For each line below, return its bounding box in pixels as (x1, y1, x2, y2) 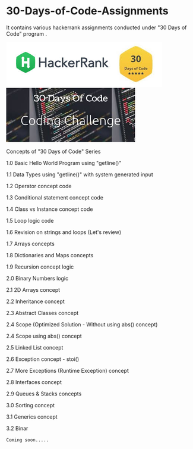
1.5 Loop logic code (6, 217, 54, 224)
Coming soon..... (6, 436, 49, 443)
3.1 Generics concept (6, 413, 58, 420)
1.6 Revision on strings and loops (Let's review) (6, 228, 122, 236)
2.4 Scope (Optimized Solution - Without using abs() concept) (6, 320, 158, 328)
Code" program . (6, 30, 48, 37)
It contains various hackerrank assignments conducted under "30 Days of (6, 24, 187, 31)
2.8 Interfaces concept (6, 378, 62, 385)
